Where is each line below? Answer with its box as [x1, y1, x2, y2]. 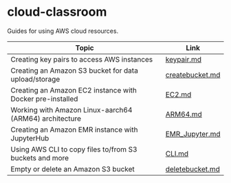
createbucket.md [165, 70, 221, 80]
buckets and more [10, 153, 69, 162]
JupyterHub [10, 133, 49, 143]
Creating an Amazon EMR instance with [10, 125, 138, 134]
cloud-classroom [7, 4, 107, 20]
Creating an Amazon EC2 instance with [10, 85, 137, 95]
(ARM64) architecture [10, 114, 81, 123]
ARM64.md [165, 109, 203, 119]
